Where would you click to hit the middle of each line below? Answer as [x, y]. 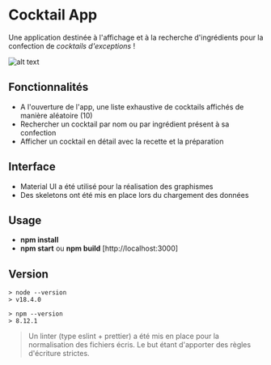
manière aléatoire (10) [56, 115]
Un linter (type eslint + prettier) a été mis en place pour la [124, 336]
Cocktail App [53, 15]
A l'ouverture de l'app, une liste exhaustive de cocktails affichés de [132, 106]
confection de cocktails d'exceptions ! [72, 45]
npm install [39, 240]
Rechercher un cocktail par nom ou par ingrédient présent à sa [125, 124]
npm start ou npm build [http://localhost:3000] [99, 248]
